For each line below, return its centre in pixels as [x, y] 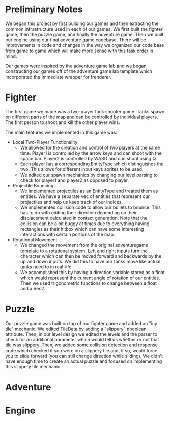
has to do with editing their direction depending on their [79, 212]
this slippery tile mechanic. [34, 366]
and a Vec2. [33, 288]
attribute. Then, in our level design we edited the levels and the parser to [81, 334]
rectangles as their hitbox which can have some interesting [82, 229]
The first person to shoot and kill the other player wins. [63, 122]
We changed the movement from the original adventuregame [84, 245]
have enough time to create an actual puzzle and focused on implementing [84, 361]
